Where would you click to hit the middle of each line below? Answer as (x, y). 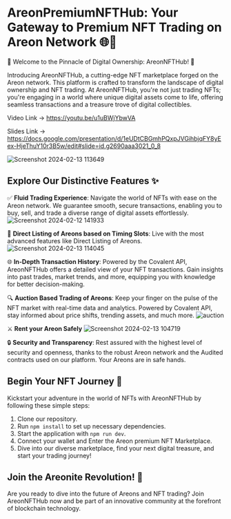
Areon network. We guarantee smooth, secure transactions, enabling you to (115, 205)
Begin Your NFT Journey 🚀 (65, 381)
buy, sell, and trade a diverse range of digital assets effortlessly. (98, 213)
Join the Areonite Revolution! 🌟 (75, 477)
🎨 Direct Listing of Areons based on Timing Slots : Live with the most (106, 234)
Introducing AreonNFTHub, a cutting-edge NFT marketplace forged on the (113, 75)
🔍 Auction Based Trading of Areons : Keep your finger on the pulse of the (113, 298)
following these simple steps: (49, 405)
